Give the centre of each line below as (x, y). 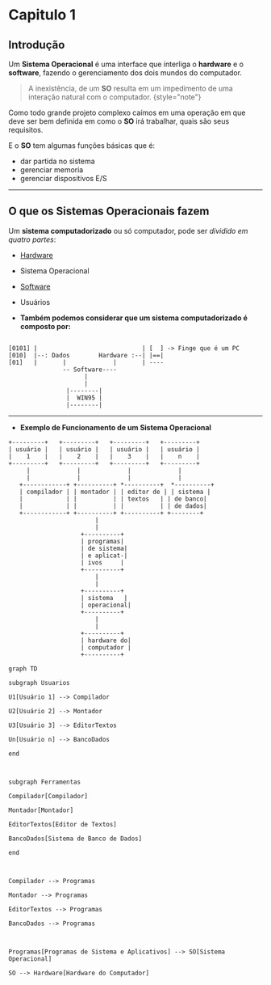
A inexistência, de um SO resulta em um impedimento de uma (131, 88)
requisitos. (26, 130)
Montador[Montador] (41, 810)
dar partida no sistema (57, 161)
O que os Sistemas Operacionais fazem (109, 211)
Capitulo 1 (42, 15)
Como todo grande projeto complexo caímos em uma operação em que (127, 112)
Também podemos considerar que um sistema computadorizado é (134, 318)
